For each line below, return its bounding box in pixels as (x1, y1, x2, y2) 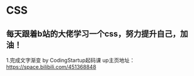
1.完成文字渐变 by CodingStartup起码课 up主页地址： (6, 57, 135, 64)
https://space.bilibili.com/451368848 (6, 64, 97, 70)
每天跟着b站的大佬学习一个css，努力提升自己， (6, 28, 181, 39)
